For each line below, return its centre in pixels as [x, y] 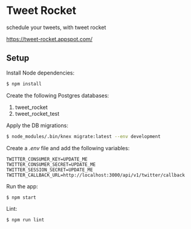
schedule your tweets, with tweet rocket [56, 27]
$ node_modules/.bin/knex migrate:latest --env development [84, 136]
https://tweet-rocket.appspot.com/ [49, 39]
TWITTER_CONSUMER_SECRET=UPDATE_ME [51, 164]
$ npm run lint [25, 220]
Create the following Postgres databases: [58, 95]
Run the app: [22, 186]
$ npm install [24, 84]
